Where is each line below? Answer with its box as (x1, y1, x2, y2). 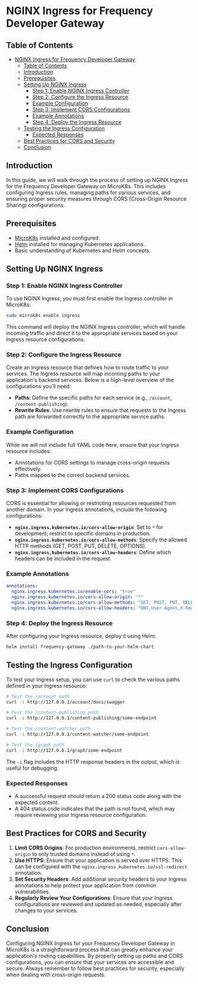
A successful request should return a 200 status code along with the (14, 793, 181, 800)
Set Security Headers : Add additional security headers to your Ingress (14, 875, 187, 882)
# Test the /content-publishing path (6, 710, 99, 715)
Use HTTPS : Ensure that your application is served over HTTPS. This (14, 856, 183, 864)
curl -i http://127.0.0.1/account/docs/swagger (6, 699, 126, 705)
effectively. (14, 465, 42, 472)
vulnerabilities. (14, 888, 51, 895)
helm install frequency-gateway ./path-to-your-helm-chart (6, 644, 154, 650)
